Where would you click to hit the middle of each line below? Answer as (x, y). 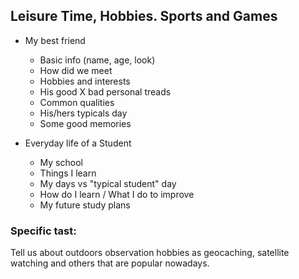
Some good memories (85, 123)
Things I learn (68, 173)
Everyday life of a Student (78, 143)
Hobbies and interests (85, 81)
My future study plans (85, 205)
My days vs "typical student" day (108, 183)
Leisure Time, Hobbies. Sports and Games (144, 16)
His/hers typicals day (83, 113)
